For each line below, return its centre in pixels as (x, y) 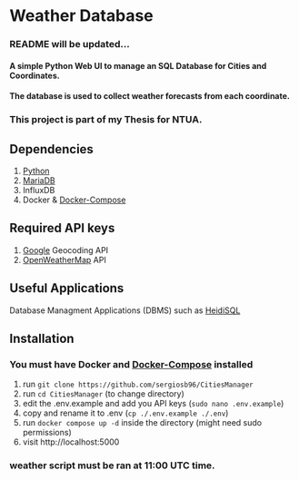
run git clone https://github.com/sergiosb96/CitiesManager (138, 384)
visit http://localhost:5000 (71, 442)
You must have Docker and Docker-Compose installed (131, 364)
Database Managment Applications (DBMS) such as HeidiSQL (125, 310)
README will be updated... (70, 44)
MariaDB (39, 181)
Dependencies (51, 149)
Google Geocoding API (65, 250)
